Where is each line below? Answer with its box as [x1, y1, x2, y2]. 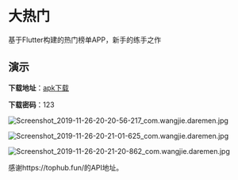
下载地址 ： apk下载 [8, 82, 70, 92]
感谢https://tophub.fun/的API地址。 [8, 163, 124, 172]
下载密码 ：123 [8, 100, 55, 109]
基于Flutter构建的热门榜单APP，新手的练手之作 [8, 35, 161, 44]
